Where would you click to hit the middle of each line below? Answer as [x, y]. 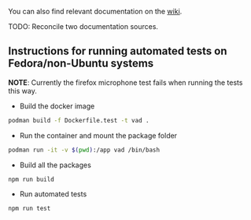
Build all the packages [55, 165]
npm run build [31, 179]
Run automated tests [53, 194]
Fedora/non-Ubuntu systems [81, 63]
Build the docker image [57, 106]
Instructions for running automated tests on [118, 51]
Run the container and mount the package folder [98, 135]
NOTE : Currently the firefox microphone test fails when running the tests [125, 82]
